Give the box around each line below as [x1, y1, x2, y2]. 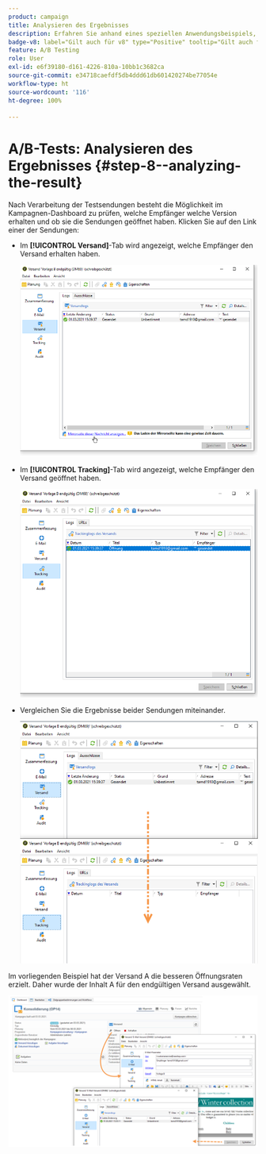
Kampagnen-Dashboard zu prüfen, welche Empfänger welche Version [8, 209, 237, 218]
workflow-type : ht [8, 79, 69, 87]
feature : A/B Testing [8, 46, 80, 55]
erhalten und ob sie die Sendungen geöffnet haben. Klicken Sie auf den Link [8, 217, 257, 226]
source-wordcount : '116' [8, 88, 90, 96]
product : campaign [8, 13, 69, 21]
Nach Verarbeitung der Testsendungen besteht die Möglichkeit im [8, 200, 223, 210]
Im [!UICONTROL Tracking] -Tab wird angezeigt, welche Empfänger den [19, 465, 255, 475]
